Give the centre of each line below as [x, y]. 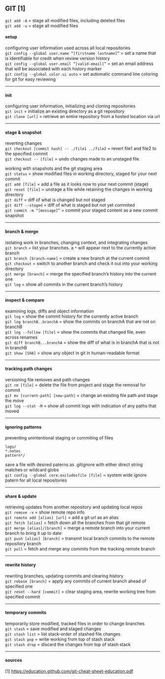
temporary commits [26, 613]
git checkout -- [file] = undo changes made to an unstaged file [72, 159]
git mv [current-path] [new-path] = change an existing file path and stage [82, 396]
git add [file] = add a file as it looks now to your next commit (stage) [77, 184]
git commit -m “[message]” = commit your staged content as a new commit [82, 210]
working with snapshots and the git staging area [54, 169]
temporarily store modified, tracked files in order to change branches [75, 623]
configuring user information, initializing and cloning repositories [70, 106]
